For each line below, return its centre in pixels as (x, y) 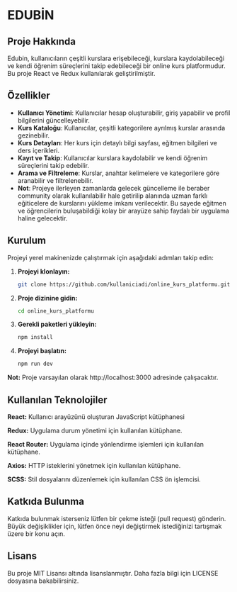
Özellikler (29, 96)
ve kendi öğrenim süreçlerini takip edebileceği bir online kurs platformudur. (116, 66)
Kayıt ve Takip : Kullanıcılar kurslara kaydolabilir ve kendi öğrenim (112, 158)
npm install (35, 337)
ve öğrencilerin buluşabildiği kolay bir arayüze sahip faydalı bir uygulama (123, 211)
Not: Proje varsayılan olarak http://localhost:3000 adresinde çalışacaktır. (113, 378)
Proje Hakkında (42, 41)
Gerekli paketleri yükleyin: (57, 324)
